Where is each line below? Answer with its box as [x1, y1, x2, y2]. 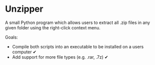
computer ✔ [12, 49, 37, 55]
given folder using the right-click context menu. [5, 24, 101, 30]
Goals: [5, 34, 18, 40]
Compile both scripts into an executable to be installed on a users [12, 43, 144, 49]
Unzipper [5, 3, 43, 15]
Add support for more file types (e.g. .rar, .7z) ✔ [12, 54, 109, 60]
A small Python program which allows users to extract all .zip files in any [5, 20, 150, 25]
